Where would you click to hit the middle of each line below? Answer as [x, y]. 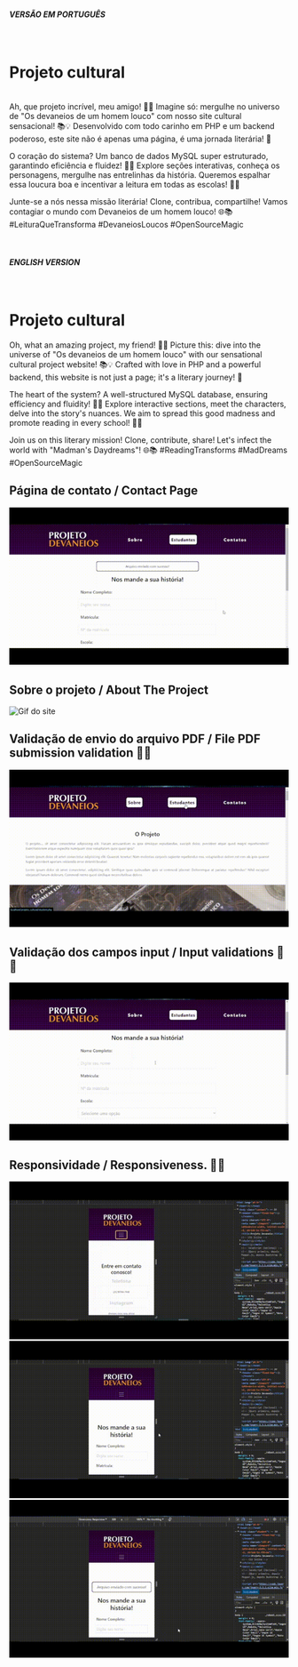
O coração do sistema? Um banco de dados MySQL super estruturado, [139, 156]
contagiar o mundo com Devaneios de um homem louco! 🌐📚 [121, 212]
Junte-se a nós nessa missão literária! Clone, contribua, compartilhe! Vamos [149, 201]
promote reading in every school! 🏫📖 [76, 422]
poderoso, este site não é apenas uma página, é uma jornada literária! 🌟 [141, 139]
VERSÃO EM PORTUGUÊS [58, 14]
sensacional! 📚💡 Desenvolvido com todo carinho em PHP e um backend [142, 125]
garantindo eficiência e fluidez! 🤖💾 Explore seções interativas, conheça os [145, 165]
